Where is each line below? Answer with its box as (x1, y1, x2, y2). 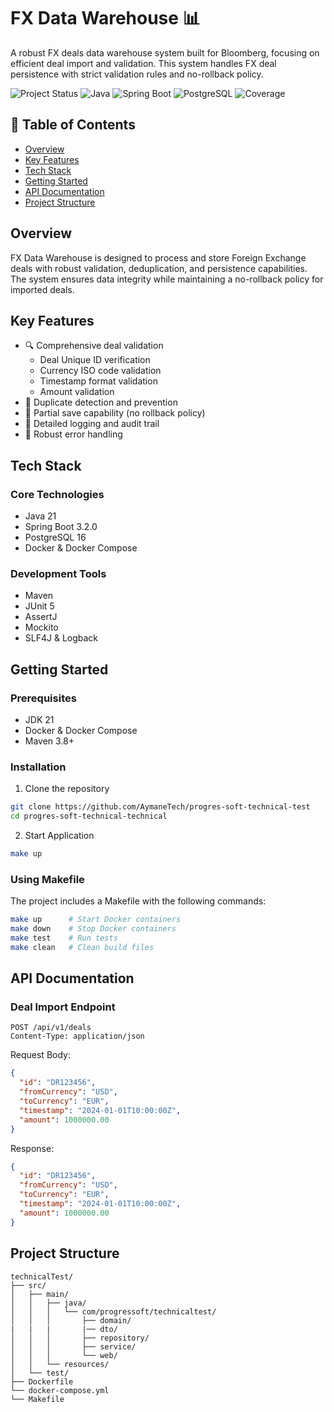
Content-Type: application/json (10, 1031, 145, 1042)
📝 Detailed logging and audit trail (24, 418, 160, 430)
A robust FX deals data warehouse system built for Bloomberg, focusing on (10, 46, 320, 59)
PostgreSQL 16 (24, 531, 87, 544)
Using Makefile (10, 872, 85, 886)
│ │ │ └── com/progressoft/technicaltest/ (10, 1306, 217, 1317)
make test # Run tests (10, 933, 118, 944)
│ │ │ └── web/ (10, 1350, 118, 1360)
